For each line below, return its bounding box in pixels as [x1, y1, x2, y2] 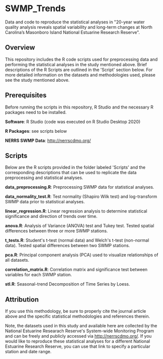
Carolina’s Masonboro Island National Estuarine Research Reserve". [5, 29, 140, 35]
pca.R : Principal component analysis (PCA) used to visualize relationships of [5, 252, 159, 258]
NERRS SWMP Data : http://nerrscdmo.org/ [5, 137, 91, 144]
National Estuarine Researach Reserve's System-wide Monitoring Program [5, 328, 154, 334]
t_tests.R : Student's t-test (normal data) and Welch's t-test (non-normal [5, 237, 149, 243]
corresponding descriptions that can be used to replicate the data [5, 170, 137, 176]
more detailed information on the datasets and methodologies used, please [5, 72, 156, 78]
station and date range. [5, 349, 52, 355]
